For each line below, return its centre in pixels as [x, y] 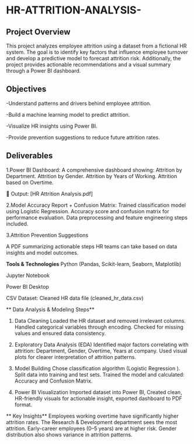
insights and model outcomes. [42, 252]
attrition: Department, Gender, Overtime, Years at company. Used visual [101, 351]
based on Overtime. [30, 182]
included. [17, 224]
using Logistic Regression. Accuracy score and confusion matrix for [88, 211]
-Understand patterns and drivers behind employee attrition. [79, 103]
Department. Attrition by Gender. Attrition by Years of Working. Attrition [91, 176]
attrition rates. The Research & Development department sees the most [92, 422]
